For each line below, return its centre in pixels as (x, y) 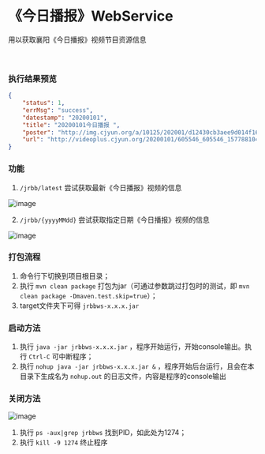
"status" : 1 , (44, 103)
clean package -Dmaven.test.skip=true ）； (88, 295)
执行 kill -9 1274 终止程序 (63, 442)
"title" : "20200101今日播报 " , (71, 125)
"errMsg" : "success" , (58, 110)
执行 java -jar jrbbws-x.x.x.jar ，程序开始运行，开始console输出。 (132, 347)
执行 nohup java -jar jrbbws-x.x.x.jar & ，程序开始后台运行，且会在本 (137, 366)
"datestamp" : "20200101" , (65, 118)
